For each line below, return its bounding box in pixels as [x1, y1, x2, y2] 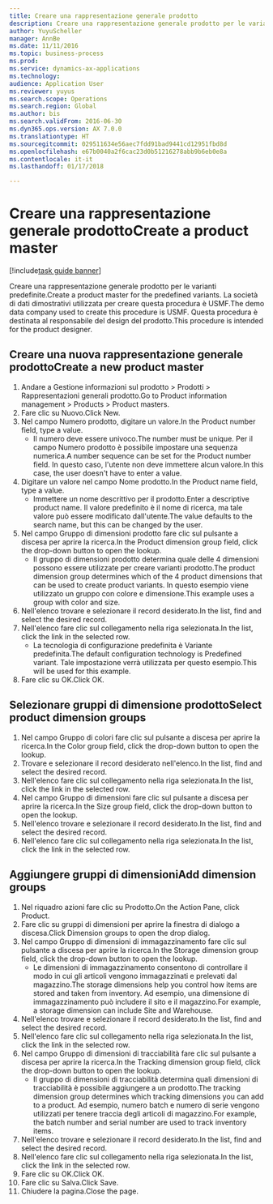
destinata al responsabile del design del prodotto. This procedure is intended [9, 316, 264, 326]
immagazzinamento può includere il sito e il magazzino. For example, [32, 997, 262, 1006]
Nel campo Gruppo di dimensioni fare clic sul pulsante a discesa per [20, 792, 250, 802]
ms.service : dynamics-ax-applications [9, 65, 140, 73]
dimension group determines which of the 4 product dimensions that [32, 571, 262, 581]
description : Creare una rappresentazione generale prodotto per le [9, 19, 245, 28]
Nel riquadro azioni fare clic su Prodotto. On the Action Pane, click [20, 902, 240, 912]
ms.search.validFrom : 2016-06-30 [9, 117, 122, 126]
